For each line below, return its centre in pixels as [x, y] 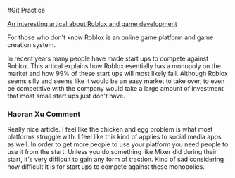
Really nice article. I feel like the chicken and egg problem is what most [110, 129]
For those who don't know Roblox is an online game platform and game [110, 37]
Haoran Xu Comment [44, 114]
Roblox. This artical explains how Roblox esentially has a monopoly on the [114, 66]
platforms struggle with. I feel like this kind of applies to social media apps [114, 137]
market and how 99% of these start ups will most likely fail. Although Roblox [118, 74]
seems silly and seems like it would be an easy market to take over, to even [116, 81]
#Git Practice [26, 10]
